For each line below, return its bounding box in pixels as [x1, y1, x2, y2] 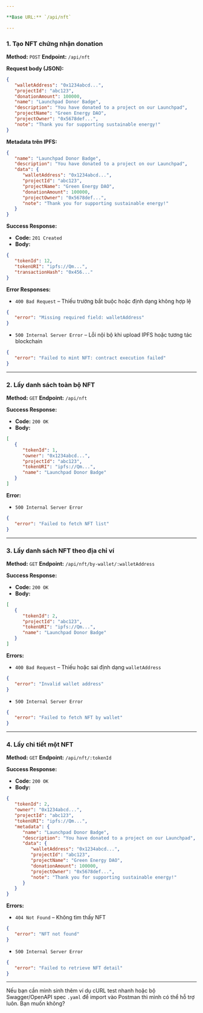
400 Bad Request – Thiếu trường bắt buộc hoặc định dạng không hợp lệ [14, 297, 192, 305]
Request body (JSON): [6, 65, 64, 72]
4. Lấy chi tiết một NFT [6, 740, 74, 749]
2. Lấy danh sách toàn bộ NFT [6, 380, 95, 389]
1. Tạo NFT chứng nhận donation [6, 39, 103, 48]
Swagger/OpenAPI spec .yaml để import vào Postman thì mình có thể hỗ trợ [6, 994, 195, 1001]
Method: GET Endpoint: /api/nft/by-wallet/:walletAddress [6, 560, 155, 567]
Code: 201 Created [14, 234, 62, 242]
